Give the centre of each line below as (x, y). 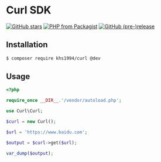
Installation (27, 45)
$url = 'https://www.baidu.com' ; (47, 132)
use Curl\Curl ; (25, 111)
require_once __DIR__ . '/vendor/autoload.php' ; (64, 101)
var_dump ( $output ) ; (30, 153)
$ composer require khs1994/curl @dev (53, 58)
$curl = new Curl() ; (31, 122)
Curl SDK (29, 10)
